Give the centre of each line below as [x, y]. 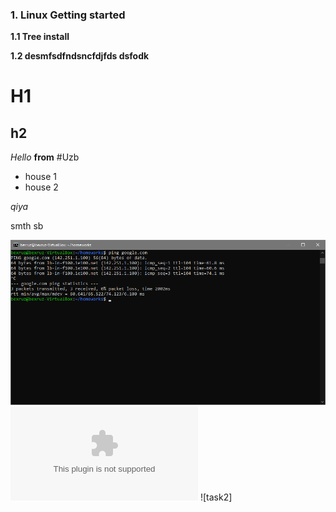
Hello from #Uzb [45, 157]
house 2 [41, 187]
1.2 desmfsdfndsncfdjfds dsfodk [80, 56]
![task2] [216, 497]
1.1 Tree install [40, 37]
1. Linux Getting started [68, 15]
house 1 [40, 177]
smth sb [27, 226]
